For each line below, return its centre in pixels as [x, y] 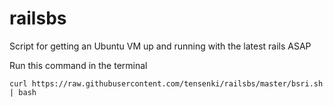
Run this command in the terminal [78, 65]
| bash [23, 92]
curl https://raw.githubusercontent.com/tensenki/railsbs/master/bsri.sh [166, 83]
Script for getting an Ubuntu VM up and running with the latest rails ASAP [160, 46]
